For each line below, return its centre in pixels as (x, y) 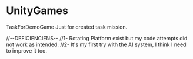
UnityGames (37, 11)
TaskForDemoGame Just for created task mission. (67, 27)
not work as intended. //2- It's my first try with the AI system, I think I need (96, 44)
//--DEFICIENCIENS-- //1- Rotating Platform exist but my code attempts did (97, 38)
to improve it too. (27, 50)
